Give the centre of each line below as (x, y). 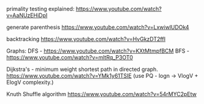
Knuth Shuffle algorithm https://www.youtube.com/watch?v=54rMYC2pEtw (102, 94)
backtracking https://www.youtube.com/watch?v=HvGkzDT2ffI (86, 39)
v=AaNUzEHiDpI (27, 15)
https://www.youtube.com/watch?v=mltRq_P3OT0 (70, 57)
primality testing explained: (40, 9)
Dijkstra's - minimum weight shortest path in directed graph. (82, 69)
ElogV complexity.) (30, 82)
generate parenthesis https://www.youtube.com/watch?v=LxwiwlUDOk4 (98, 27)
